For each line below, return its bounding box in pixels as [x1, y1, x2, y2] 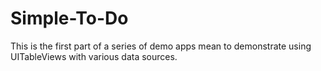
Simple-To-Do [10, 7, 129, 30]
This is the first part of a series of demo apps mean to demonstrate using [10, 40, 312, 52]
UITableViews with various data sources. [10, 50, 178, 62]
